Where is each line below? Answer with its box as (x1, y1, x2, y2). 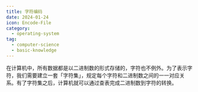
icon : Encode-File (6, 20, 51, 26)
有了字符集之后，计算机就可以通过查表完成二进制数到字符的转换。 (16, 79, 177, 86)
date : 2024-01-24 (6, 14, 49, 20)
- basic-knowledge (11, 47, 57, 53)
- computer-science (11, 42, 60, 48)
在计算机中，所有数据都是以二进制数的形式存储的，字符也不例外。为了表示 (6, 64, 187, 71)
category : (6, 25, 31, 31)
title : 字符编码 (6, 8, 43, 15)
